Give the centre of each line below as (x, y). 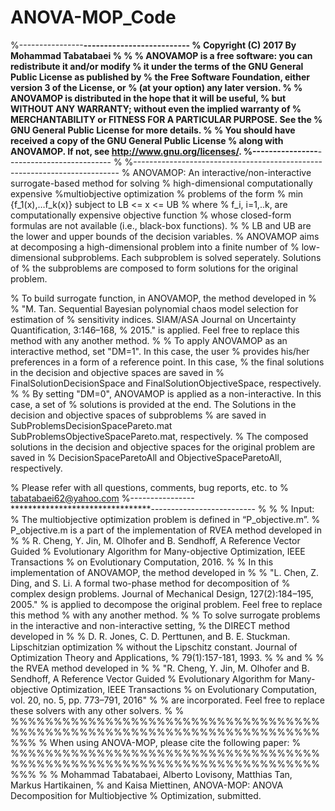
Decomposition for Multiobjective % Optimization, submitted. (136, 795)
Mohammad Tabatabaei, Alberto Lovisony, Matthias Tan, (176, 774)
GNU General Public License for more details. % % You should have (153, 130)
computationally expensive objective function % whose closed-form (151, 215)
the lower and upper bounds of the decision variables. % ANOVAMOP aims (165, 236)
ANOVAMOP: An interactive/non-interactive (222, 172)
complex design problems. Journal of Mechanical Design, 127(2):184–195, (162, 593)
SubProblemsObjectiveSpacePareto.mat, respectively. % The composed (159, 436)
